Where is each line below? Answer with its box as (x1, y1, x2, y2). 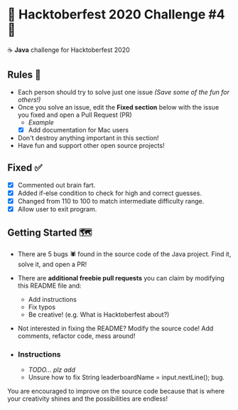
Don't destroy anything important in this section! (17, 133, 159, 142)
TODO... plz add (28, 365, 76, 374)
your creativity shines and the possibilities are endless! (7, 394, 168, 403)
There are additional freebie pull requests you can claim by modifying (17, 273, 225, 282)
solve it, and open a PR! (17, 260, 87, 268)
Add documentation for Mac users (28, 125, 129, 134)
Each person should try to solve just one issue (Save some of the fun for (17, 88, 229, 96)
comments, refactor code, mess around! (17, 331, 136, 340)
